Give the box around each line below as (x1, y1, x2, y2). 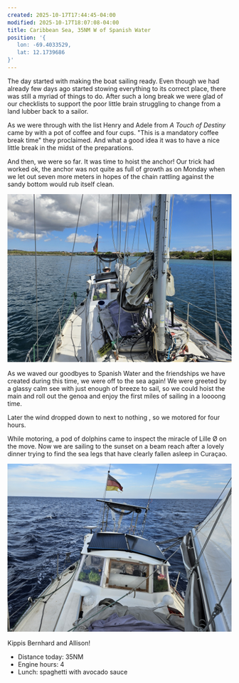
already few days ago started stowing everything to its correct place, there (7, 84, 226, 92)
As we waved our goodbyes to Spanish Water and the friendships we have (7, 369, 225, 377)
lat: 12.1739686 (16, 49, 65, 56)
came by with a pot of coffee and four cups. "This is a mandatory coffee (7, 128, 219, 136)
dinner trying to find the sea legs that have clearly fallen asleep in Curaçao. (7, 449, 228, 458)
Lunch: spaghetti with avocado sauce (17, 667, 128, 676)
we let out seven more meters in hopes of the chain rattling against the (7, 172, 215, 181)
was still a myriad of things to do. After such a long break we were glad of (7, 92, 223, 100)
